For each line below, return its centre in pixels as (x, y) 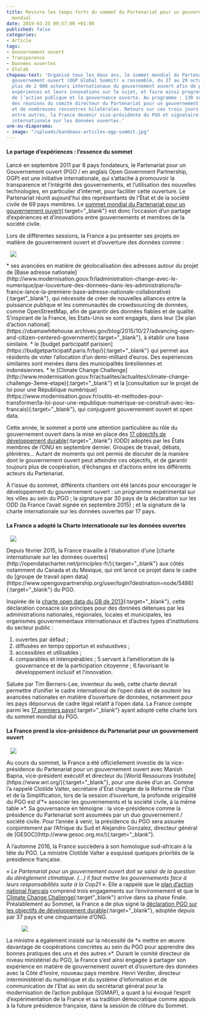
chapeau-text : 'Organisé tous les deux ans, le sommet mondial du (93, 75)
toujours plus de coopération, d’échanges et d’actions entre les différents (99, 467)
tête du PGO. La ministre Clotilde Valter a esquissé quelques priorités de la (100, 853)
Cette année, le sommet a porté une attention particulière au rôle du (92, 428)
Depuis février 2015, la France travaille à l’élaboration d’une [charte (91, 551)
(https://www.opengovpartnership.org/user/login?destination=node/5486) (100, 583)
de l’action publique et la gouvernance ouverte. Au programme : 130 (102, 98)
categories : (21, 35)
